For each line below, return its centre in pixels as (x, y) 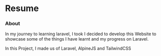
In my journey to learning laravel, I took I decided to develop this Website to (81, 34)
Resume (22, 8)
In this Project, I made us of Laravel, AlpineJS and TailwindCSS (68, 48)
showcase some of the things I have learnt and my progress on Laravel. (77, 39)
